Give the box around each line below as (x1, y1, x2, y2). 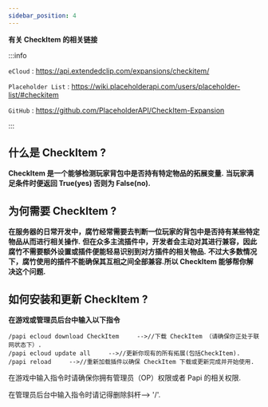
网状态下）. (8, 341, 42, 350)
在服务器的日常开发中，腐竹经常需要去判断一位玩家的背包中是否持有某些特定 (8, 227, 260, 236)
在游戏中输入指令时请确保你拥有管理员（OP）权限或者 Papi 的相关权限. (8, 373, 242, 383)
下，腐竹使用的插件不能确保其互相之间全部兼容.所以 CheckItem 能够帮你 (8, 257, 247, 267)
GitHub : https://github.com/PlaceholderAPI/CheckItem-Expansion (8, 105, 225, 115)
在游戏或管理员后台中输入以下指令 (8, 315, 120, 325)
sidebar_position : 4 (8, 11, 77, 20)
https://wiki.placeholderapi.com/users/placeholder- (71, 81, 241, 91)
